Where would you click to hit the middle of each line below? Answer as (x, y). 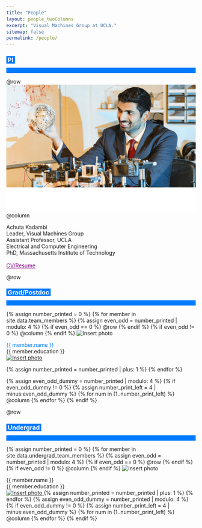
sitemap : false (25, 32)
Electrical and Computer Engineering (52, 246)
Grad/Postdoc (29, 293)
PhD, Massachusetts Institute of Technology (61, 252)
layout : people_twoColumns (40, 19)
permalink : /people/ (32, 38)
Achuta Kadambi (27, 227)
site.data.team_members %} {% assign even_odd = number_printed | (92, 321)
